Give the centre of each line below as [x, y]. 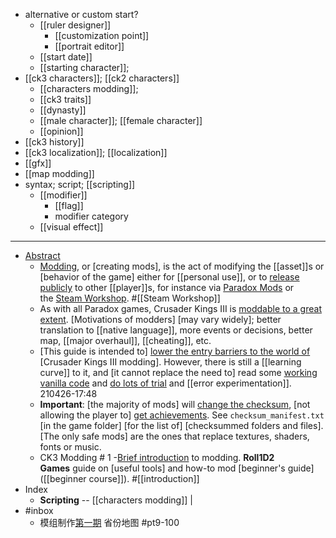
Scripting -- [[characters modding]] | [116, 500]
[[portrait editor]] [89, 46]
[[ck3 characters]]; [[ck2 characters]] [102, 78]
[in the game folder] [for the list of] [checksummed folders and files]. [181, 425]
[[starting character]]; [84, 67]
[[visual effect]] [71, 227]
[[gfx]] [38, 163]
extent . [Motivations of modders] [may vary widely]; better [160, 319]
